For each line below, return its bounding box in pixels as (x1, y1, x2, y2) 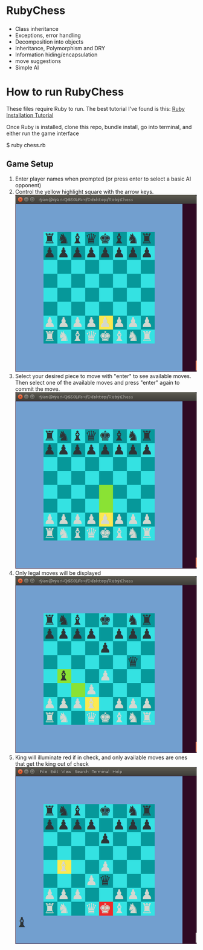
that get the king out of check (14, 760, 89, 768)
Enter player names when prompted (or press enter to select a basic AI (14, 175, 192, 182)
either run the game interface (6, 130, 80, 137)
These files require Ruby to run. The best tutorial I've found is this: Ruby (6, 105, 185, 113)
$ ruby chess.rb (6, 142, 46, 149)
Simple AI (14, 64, 39, 71)
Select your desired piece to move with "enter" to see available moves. (14, 372, 192, 379)
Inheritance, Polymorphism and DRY (14, 45, 106, 52)
